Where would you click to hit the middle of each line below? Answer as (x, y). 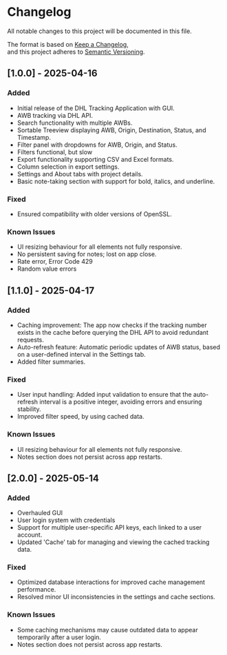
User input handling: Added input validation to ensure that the (104, 395)
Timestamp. (34, 137)
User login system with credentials (66, 520)
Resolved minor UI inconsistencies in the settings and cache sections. (116, 597)
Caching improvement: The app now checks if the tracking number (112, 325)
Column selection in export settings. (68, 167)
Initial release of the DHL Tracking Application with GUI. (96, 108)
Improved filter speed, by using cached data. (80, 417)
